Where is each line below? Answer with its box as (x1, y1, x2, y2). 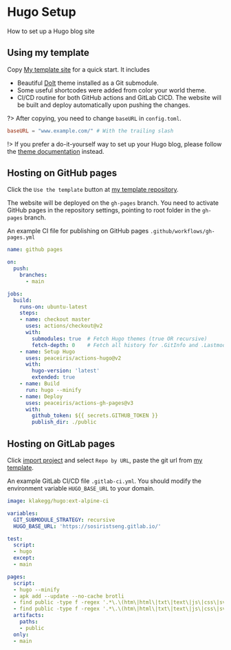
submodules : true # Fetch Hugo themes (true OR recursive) (32, 335, 208, 342)
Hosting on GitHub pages (7, 167, 118, 179)
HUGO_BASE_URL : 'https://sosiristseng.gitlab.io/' (13, 522, 162, 530)
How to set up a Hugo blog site (7, 27, 95, 35)
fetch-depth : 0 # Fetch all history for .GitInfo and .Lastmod (32, 342, 226, 348)
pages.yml (7, 234, 36, 242)
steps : (19, 310, 38, 317)
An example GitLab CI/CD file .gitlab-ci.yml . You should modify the (7, 477, 201, 485)
